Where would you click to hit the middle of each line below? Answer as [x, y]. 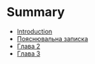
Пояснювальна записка [52, 38]
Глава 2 [28, 46]
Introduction [34, 31]
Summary [36, 12]
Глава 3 [28, 54]
